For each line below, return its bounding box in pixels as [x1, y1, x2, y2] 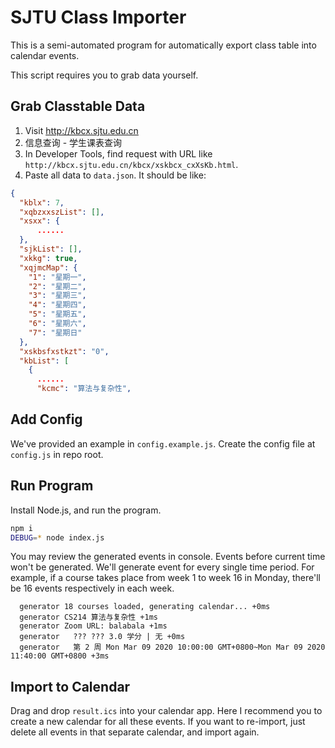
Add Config [10, 411, 83, 428]
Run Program [10, 477, 94, 495]
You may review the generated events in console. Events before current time [10, 551, 326, 563]
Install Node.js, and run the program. [10, 504, 162, 516]
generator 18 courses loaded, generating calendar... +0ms [19, 602, 271, 612]
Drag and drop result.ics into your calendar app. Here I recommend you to [10, 705, 323, 717]
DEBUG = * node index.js [10, 532, 105, 543]
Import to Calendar [10, 678, 131, 695]
